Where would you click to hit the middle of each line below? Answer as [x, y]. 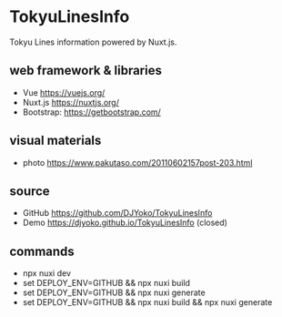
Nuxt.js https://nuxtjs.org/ [71, 102]
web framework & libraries [86, 71]
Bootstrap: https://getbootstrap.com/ [91, 112]
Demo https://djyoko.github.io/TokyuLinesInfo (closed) [125, 223]
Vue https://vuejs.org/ [64, 92]
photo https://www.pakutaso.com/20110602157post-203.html [137, 162]
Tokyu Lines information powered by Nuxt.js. [93, 42]
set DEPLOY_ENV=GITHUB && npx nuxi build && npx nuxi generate [147, 302]
